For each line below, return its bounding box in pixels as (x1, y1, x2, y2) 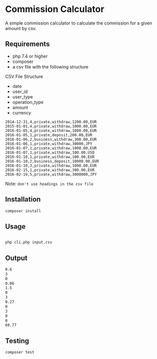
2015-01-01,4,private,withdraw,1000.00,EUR (5, 123, 97, 128)
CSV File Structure (5, 73, 43, 79)
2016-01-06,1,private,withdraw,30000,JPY (5, 141, 93, 146)
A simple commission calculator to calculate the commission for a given (5, 20, 153, 26)
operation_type (12, 99, 44, 105)
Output (5, 253, 27, 262)
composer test (5, 350, 35, 355)
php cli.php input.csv (5, 240, 52, 245)
